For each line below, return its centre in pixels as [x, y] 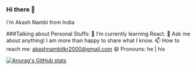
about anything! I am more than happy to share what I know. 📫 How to [93, 40]
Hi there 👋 [21, 9]
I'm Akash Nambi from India [40, 23]
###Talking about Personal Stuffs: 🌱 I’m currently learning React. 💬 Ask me [98, 34]
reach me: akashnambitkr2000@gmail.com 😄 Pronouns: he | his [86, 49]
